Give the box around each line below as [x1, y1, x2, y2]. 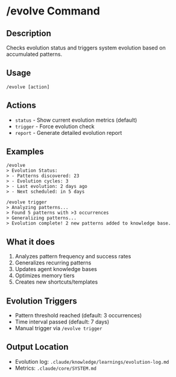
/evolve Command [6, 4, 101, 18]
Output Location [6, 342, 69, 352]
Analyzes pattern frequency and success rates [14, 253, 131, 260]
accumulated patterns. [6, 51, 62, 58]
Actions [6, 101, 36, 111]
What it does [6, 237, 55, 247]
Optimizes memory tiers [14, 272, 75, 279]
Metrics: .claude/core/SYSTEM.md [14, 364, 96, 372]
